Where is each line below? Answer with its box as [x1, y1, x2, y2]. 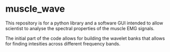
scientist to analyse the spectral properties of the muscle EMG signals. [5, 25, 155, 31]
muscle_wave [5, 3, 65, 15]
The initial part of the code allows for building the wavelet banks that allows [5, 35, 165, 41]
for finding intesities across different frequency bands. [5, 40, 121, 46]
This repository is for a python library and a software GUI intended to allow [5, 20, 163, 26]
